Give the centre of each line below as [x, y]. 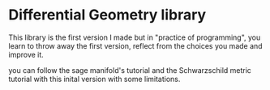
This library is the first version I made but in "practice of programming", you [135, 37]
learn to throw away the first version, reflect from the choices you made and [135, 45]
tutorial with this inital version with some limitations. [94, 79]
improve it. [26, 54]
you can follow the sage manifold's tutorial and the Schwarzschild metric [130, 70]
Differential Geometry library [107, 15]
